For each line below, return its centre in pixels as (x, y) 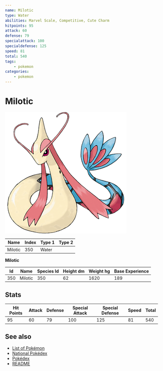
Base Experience (131, 271)
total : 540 (16, 56)
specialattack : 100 (25, 41)
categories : (17, 72)
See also (18, 336)
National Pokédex (30, 354)
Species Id (48, 271)
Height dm (74, 271)
